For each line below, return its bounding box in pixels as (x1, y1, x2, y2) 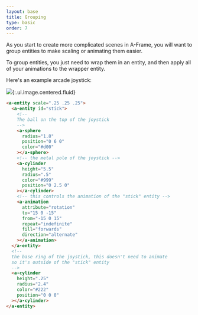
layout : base (6, 8, 38, 15)
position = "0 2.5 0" (21, 182, 70, 189)
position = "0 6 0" (21, 139, 65, 145)
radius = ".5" (21, 172, 51, 178)
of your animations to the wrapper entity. (6, 65, 105, 73)
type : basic (6, 19, 35, 25)
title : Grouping (6, 14, 46, 20)
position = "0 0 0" (17, 292, 60, 298)
